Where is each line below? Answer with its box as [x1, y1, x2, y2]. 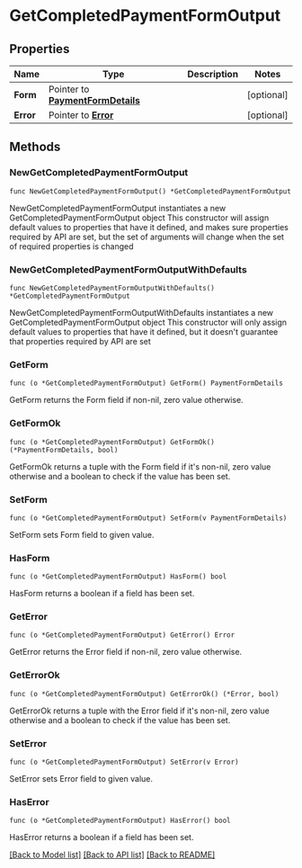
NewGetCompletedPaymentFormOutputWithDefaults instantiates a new [9, 307, 274, 318]
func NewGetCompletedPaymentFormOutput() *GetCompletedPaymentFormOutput [9, 186, 292, 196]
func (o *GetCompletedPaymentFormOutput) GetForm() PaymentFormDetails [9, 379, 283, 388]
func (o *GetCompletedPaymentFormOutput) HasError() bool [9, 816, 231, 826]
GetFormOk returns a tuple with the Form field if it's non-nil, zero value [9, 461, 271, 472]
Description [187, 68, 239, 80]
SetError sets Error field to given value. [9, 774, 154, 784]
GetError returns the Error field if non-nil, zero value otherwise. [9, 647, 243, 658]
